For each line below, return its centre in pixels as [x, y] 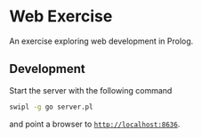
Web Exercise [61, 16]
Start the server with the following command [91, 90]
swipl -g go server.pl [51, 107]
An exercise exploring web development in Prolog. [101, 41]
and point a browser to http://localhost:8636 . [95, 124]
